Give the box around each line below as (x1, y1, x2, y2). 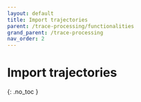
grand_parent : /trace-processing (7, 29, 104, 36)
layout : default (7, 10, 54, 17)
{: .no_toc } (7, 88, 39, 96)
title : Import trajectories (7, 16, 88, 23)
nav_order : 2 (7, 36, 45, 42)
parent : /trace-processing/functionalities (7, 23, 135, 29)
